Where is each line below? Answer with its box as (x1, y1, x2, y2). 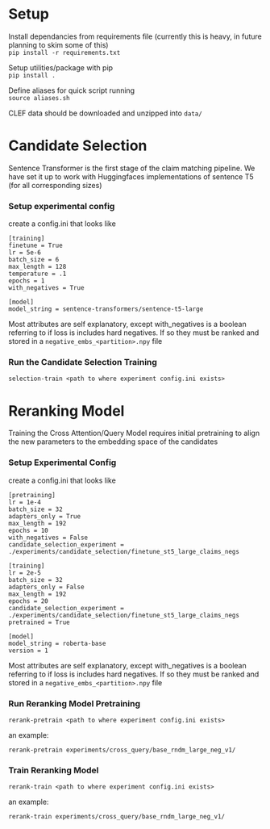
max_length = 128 (8, 263, 67, 271)
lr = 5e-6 (8, 249, 42, 257)
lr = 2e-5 (8, 568, 42, 577)
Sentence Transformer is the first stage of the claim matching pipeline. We (8, 163, 255, 173)
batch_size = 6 (8, 256, 60, 264)
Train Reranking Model (8, 764, 99, 776)
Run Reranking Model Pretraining (8, 697, 141, 709)
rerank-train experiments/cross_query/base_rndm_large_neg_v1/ (8, 813, 226, 821)
